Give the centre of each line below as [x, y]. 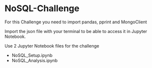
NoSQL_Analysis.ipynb [35, 60]
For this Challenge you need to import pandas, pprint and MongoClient [76, 22]
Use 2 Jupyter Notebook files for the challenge [52, 46]
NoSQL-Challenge [42, 8]
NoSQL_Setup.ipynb [32, 55]
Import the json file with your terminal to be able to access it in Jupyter [76, 31]
